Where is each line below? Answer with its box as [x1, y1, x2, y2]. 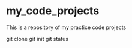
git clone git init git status [6, 35, 69, 42]
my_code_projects [6, 4, 100, 18]
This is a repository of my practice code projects [6, 24, 127, 31]
